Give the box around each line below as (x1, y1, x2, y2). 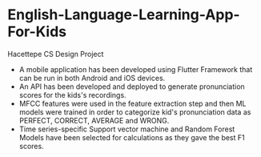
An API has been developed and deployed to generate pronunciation (18, 82, 245, 91)
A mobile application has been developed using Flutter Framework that (18, 64, 253, 74)
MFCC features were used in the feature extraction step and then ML (18, 99, 247, 108)
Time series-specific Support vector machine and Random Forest (18, 124, 235, 134)
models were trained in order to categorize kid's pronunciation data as (18, 107, 251, 117)
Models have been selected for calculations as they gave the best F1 (18, 132, 245, 142)
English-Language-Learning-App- (7, 6, 241, 24)
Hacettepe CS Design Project (7, 49, 104, 58)
